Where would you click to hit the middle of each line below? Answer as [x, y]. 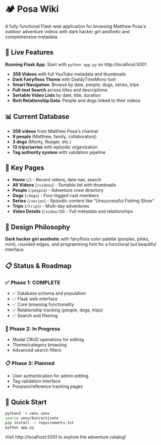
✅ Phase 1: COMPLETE [33, 282]
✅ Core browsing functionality [43, 304]
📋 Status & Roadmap [38, 266]
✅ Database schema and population [49, 293]
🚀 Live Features [29, 52]
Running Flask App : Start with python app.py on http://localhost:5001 [76, 64]
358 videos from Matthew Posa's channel [55, 131]
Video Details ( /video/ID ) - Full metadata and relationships [73, 212]
